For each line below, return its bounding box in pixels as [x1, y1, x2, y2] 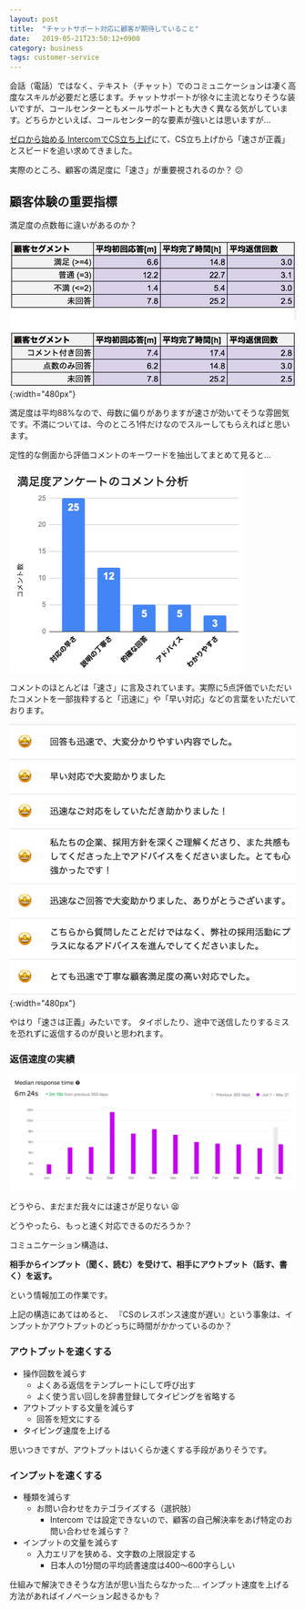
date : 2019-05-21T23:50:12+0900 [9, 34, 141, 43]
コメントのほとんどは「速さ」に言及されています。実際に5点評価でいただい [9, 683, 293, 694]
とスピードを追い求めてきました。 [9, 146, 137, 157]
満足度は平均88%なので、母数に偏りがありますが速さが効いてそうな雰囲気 [9, 408, 290, 419]
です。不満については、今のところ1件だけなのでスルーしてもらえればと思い [9, 419, 290, 430]
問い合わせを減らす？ [49, 1525, 130, 1536]
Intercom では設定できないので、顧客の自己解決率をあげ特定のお [49, 1514, 293, 1524]
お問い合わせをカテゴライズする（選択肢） [36, 1503, 197, 1514]
